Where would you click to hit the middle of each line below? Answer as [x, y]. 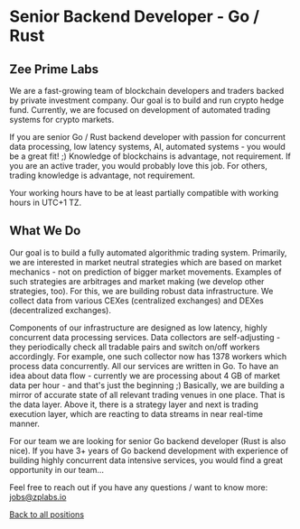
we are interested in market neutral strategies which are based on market [145, 262]
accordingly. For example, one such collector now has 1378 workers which [148, 356]
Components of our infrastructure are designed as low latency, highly [139, 328]
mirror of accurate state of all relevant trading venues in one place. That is [147, 394]
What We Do [45, 231]
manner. [25, 423]
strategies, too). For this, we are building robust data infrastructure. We [141, 291]
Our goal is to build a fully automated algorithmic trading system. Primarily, [148, 252]
